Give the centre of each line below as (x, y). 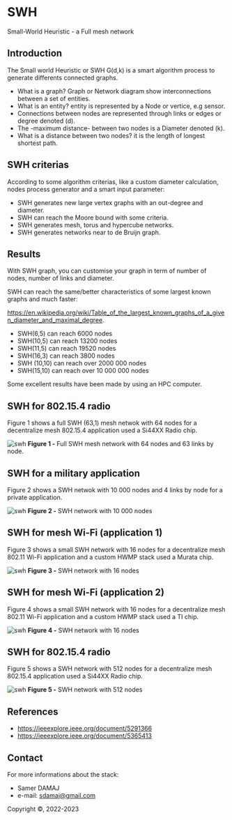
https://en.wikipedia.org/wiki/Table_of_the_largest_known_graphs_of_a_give (116, 313)
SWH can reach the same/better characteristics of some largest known (109, 292)
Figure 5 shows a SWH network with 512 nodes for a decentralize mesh (110, 669)
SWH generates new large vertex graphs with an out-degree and (110, 202)
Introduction (35, 53)
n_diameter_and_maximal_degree (55, 320)
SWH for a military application (74, 473)
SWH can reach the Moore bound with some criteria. (93, 218)
